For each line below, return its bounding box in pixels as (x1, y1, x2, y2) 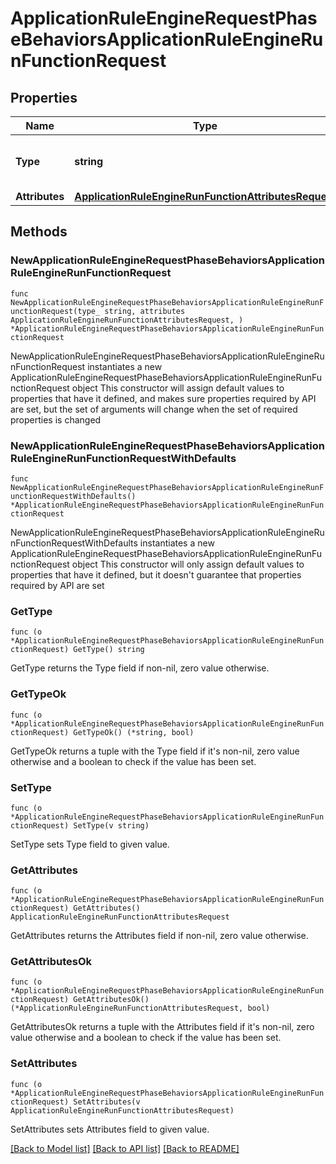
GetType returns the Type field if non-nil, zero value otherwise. (10, 662, 270, 674)
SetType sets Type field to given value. (10, 838, 170, 850)
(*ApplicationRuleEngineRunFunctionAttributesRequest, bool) (10, 1003, 271, 1014)
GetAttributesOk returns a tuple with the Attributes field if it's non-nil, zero (10, 1021, 315, 1033)
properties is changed (10, 413, 102, 426)
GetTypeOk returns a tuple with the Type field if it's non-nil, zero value (10, 745, 300, 757)
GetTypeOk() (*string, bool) (73, 727, 195, 737)
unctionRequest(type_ (10, 306, 101, 316)
